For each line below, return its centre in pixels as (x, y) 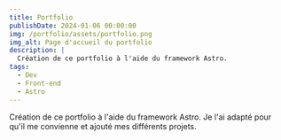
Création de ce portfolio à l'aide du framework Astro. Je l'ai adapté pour (140, 117)
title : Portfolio (41, 17)
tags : (19, 67)
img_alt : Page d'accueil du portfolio (81, 42)
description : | (37, 51)
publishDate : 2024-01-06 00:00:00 (73, 26)
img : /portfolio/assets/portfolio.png (81, 34)
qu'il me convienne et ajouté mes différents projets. (103, 126)
